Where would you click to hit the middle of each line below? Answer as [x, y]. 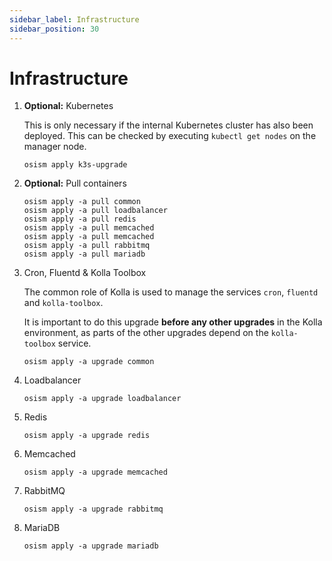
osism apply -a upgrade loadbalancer [102, 399]
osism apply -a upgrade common [89, 362]
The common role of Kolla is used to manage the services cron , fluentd [171, 292]
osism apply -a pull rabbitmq [87, 246]
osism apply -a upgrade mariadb [91, 546]
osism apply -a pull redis [80, 219]
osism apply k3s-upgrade [75, 165]
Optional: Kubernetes [68, 106]
